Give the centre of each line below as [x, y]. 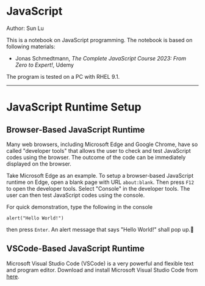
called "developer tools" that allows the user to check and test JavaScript [99, 150]
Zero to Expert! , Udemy [45, 65]
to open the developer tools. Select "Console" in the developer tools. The [98, 188]
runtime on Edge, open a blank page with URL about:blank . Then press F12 [100, 182]
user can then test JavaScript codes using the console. [76, 195]
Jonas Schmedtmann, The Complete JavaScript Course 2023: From [101, 58]
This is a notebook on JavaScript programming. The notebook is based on [99, 40]
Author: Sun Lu [25, 28]
